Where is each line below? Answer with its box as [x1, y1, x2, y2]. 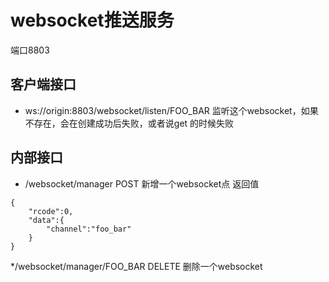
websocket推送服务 [10, 9, 175, 32]
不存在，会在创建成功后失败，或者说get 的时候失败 [24, 117, 235, 129]
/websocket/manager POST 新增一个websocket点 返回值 [24, 177, 260, 190]
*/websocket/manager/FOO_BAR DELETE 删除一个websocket [10, 260, 263, 272]
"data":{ [28, 215, 65, 225]
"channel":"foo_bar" [46, 224, 132, 234]
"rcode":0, [28, 206, 74, 216]
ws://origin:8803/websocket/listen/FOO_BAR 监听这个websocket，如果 [24, 104, 319, 116]
